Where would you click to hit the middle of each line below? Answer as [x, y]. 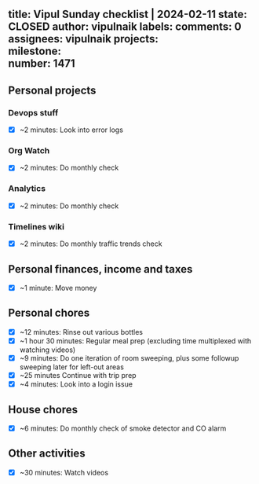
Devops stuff [33, 112]
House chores [43, 409]
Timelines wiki [36, 226]
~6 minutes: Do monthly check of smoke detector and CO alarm [123, 428]
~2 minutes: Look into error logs [71, 130]
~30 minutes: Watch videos [64, 472]
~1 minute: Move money [58, 288]
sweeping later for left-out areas [71, 367]
